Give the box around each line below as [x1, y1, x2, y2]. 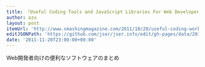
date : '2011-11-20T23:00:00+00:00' [6, 37, 97, 43]
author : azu [6, 14, 37, 21]
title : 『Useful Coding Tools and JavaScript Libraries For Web [6, 8, 173, 15]
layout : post [6, 20, 40, 26]
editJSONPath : [6, 31, 43, 37]
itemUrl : [6, 25, 29, 32]
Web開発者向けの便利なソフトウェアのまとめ [6, 54, 120, 61]
